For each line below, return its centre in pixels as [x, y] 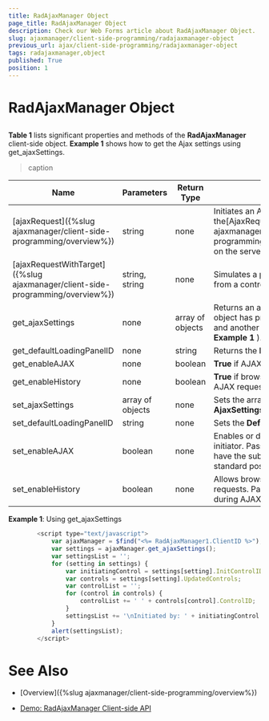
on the [225, 251]
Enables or [233, 436]
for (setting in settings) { [100, 564]
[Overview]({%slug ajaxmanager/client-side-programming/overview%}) [139, 693]
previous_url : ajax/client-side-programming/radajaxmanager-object [123, 46]
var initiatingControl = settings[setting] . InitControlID [164, 571]
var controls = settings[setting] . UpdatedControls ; [153, 579]
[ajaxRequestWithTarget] [59, 264]
